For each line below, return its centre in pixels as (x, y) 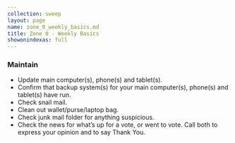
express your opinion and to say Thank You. (82, 132)
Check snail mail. (42, 102)
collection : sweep (34, 14)
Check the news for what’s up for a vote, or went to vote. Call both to (117, 125)
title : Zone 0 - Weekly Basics (53, 33)
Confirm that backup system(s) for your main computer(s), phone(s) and (123, 87)
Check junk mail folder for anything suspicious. (86, 118)
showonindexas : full (38, 40)
